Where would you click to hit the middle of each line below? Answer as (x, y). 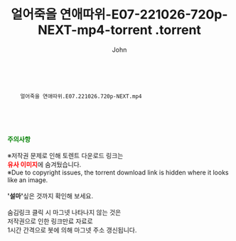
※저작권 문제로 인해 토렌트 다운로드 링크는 (65, 155)
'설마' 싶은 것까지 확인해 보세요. (50, 196)
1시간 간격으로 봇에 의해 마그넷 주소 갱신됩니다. (72, 230)
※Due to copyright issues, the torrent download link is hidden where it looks (118, 172)
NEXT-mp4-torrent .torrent (119, 30)
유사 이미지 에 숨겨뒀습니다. (44, 164)
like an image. (28, 180)
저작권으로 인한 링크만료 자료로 (50, 221)
